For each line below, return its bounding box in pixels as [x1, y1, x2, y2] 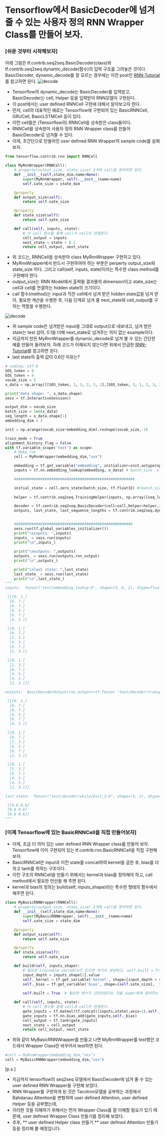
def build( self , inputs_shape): [14, 963, 80, 969]
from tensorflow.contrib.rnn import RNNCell [5, 154, 98, 159]
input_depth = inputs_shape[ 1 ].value [23, 973, 100, 978]
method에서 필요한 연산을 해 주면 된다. [12, 878, 87, 884]
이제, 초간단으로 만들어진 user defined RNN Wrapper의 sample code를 [12, 138, 151, 144]
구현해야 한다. [12, 273, 39, 279]
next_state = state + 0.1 [23, 240, 76, 245]
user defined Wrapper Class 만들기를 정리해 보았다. [23, 1113, 124, 1119]
